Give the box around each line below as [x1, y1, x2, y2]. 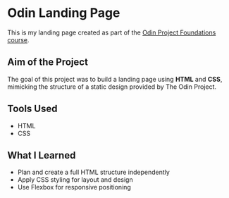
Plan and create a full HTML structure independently [17, 168, 171, 177]
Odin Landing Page [7, 5, 120, 21]
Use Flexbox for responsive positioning [17, 183, 132, 192]
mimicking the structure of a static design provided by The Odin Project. [7, 82, 217, 91]
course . [7, 35, 30, 44]
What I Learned [7, 149, 76, 161]
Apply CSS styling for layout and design [17, 175, 133, 184]
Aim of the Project [7, 56, 88, 68]
